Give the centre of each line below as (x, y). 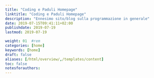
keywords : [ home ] (23, 50)
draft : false (18, 55)
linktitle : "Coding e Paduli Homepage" (46, 14)
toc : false (16, 64)
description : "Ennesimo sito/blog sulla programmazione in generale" (77, 19)
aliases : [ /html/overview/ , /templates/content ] (55, 59)
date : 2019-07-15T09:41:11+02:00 (39, 23)
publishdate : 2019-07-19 (30, 28)
